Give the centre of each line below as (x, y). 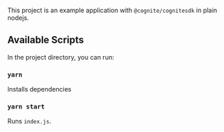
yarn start (26, 107)
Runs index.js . (30, 121)
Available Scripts (46, 40)
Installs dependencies (39, 89)
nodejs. (18, 18)
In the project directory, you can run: (61, 57)
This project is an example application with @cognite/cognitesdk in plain (112, 10)
